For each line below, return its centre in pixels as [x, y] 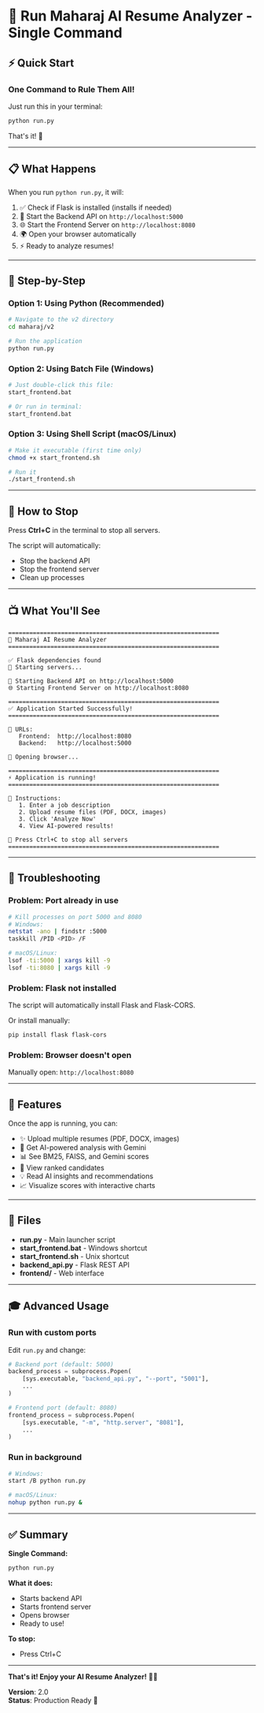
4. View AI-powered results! [66, 826]
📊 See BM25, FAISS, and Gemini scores [84, 1156]
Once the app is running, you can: [63, 1123]
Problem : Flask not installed [62, 988]
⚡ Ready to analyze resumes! [66, 246]
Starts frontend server [55, 1607]
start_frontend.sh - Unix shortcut [74, 1256]
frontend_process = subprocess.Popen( [71, 1415]
